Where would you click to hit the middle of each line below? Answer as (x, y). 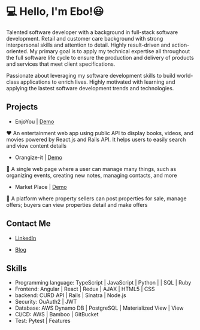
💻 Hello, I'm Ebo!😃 (55, 12)
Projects (22, 107)
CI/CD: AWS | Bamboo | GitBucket (57, 314)
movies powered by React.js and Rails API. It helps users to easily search (96, 139)
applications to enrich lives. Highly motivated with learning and (98, 82)
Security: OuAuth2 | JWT (46, 302)
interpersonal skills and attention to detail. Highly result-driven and (88, 45)
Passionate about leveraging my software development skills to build (91, 75)
